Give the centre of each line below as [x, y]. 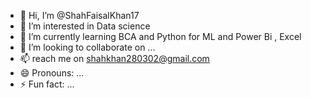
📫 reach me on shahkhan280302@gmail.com [114, 58]
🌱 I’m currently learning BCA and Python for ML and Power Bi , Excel [160, 36]
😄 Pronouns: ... [52, 73]
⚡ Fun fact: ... [47, 84]
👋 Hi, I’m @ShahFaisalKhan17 [79, 15]
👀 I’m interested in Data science [85, 26]
